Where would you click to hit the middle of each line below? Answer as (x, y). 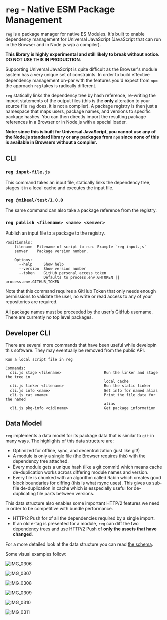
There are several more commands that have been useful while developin (81, 345)
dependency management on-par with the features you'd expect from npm (81, 80)
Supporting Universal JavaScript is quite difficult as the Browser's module (81, 69)
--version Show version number (52, 269)
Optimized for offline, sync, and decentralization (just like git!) (76, 450)
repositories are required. (31, 302)
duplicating (24, 493)
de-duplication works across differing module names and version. (80, 472)
